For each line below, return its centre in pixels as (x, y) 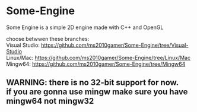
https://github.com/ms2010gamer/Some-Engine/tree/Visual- (115, 45)
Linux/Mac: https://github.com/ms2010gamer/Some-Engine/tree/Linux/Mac (99, 57)
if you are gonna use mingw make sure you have (97, 92)
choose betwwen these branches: (48, 39)
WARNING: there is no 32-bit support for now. (93, 83)
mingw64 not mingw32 (50, 101)
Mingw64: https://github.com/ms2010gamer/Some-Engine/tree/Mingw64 (96, 64)
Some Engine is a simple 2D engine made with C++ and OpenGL (85, 27)
